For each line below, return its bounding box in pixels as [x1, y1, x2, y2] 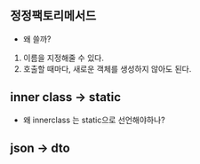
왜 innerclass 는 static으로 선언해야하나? [22, 114, 165, 125]
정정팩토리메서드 [10, 8, 97, 24]
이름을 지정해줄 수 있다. [22, 52, 105, 63]
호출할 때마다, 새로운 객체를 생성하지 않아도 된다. [22, 63, 192, 74]
